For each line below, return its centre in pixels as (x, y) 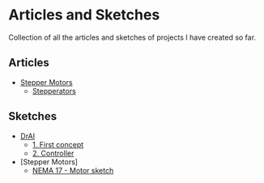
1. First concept (58, 144)
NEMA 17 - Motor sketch (73, 170)
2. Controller (53, 153)
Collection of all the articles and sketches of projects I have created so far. (132, 37)
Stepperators (54, 91)
